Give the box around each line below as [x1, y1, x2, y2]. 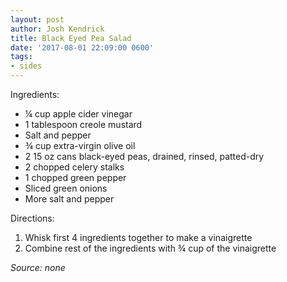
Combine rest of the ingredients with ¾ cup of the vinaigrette [24, 242, 277, 254]
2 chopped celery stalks [24, 161, 125, 173]
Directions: [10, 212, 55, 224]
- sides [10, 61, 43, 71]
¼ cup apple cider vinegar [24, 108, 133, 120]
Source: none [10, 262, 66, 273]
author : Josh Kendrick [10, 24, 105, 34]
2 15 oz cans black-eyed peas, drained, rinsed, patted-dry [24, 151, 265, 162]
